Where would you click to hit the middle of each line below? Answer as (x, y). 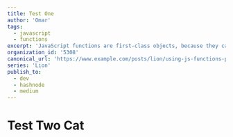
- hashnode (29, 85)
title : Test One (31, 14)
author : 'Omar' (29, 20)
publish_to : (24, 72)
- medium (26, 91)
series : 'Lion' (29, 65)
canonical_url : (29, 59)
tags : (15, 26)
